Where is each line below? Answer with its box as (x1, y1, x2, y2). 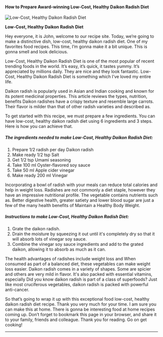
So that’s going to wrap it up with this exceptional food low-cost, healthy (5, 296, 149, 302)
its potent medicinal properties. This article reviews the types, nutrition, (5, 94, 147, 99)
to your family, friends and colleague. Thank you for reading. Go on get (5, 317, 147, 322)
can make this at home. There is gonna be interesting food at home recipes (5, 306, 155, 312)
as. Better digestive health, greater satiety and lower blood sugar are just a (5, 197, 154, 203)
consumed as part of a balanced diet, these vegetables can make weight (5, 261, 150, 267)
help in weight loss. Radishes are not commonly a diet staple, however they (5, 187, 156, 193)
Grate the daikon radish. (12, 226, 61, 232)
